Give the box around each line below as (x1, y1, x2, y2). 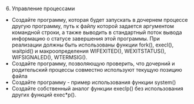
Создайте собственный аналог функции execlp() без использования (11, 85, 184, 92)
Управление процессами (11, 5, 75, 12)
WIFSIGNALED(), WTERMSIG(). (11, 54, 87, 61)
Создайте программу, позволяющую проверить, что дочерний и (11, 60, 175, 67)
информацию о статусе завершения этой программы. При (11, 35, 160, 42)
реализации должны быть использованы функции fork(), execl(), (11, 41, 174, 48)
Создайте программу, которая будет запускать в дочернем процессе (11, 16, 188, 23)
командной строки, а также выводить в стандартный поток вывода (11, 29, 182, 36)
